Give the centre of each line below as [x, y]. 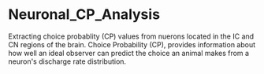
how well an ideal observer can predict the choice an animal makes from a [129, 53]
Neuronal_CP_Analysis [84, 15]
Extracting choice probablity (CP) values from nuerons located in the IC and [131, 36]
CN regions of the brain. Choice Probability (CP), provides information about [132, 44]
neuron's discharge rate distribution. [67, 61]
